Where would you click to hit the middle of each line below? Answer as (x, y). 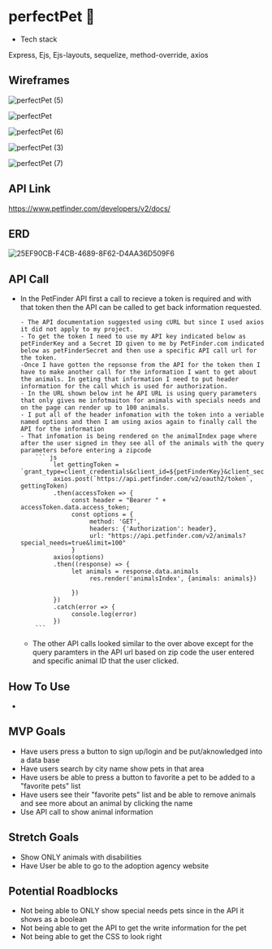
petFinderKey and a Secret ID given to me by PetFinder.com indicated (142, 344)
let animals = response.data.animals (135, 572)
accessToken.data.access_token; (75, 508)
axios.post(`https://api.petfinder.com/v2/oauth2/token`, (153, 479)
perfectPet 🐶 (52, 17)
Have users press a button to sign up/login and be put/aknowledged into (141, 751)
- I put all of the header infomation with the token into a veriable (142, 415)
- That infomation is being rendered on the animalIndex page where (138, 436)
